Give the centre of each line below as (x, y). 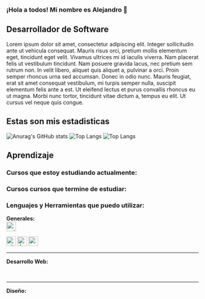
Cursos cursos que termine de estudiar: (67, 189)
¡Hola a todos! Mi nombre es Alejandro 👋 (67, 10)
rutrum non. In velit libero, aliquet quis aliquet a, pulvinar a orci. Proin (93, 70)
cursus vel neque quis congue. (45, 102)
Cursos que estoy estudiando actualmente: (72, 172)
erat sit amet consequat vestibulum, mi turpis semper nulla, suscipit (91, 83)
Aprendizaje (30, 155)
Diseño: (16, 291)
